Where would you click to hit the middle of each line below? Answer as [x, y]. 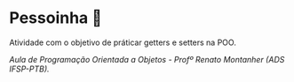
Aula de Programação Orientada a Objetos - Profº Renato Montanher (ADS [147, 59]
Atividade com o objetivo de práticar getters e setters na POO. [123, 42]
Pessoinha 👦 [56, 18]
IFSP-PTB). [30, 69]
